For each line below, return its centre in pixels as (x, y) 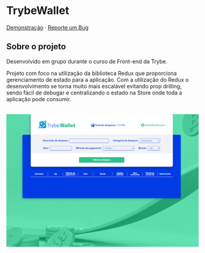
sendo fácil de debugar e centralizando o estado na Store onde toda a (94, 93)
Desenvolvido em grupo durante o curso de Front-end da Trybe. (87, 61)
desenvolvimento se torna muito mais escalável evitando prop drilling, (94, 86)
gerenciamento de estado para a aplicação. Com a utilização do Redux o (98, 79)
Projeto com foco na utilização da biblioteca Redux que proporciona (92, 73)
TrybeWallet (38, 11)
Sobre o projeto (36, 47)
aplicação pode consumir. (39, 99)
